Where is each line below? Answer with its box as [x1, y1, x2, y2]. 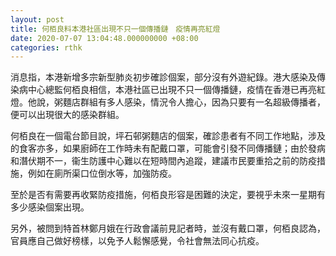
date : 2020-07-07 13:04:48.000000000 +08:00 [10, 33, 199, 43]
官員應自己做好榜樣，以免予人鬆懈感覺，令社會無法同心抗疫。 [10, 235, 265, 247]
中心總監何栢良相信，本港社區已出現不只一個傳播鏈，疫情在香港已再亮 [27, 84, 317, 96]
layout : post [10, 14, 65, 25]
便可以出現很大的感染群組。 [10, 109, 125, 121]
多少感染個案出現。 [10, 201, 90, 213]
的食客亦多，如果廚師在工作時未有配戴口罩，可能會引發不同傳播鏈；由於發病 [10, 142, 326, 155]
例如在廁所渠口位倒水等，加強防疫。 [27, 167, 177, 180]
